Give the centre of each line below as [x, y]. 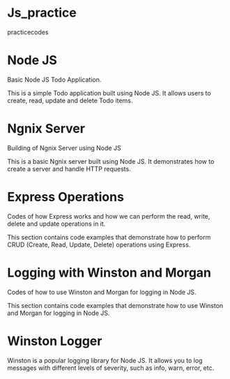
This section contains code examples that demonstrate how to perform [109, 237]
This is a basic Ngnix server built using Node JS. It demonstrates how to [111, 161]
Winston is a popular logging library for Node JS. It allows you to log [105, 360]
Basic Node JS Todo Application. [54, 79]
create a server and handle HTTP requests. [69, 169]
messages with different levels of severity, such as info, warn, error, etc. [111, 368]
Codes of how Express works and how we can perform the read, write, [109, 216]
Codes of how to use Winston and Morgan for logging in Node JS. [102, 292]
